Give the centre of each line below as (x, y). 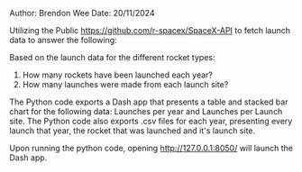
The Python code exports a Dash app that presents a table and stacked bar (149, 102)
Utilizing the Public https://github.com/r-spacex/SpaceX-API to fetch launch (150, 30)
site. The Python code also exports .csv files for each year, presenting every (151, 121)
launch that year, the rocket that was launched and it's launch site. (133, 131)
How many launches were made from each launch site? (125, 84)
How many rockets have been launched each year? (118, 75)
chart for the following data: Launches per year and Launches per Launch (146, 111)
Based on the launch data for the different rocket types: (112, 57)
